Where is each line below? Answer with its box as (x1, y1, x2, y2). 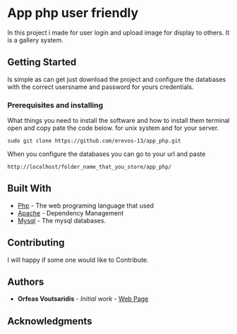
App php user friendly (7, 5, 139, 21)
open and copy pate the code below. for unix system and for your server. (7, 124, 219, 132)
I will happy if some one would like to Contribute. (7, 256, 150, 264)
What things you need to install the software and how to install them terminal (7, 117, 230, 125)
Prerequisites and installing (7, 100, 104, 110)
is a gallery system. (7, 35, 63, 44)
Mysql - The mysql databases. (17, 216, 107, 225)
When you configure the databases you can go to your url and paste (7, 150, 206, 158)
